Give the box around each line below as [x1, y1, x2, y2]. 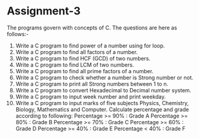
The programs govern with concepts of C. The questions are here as [7, 24, 177, 31]
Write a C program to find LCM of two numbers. [15, 61, 134, 68]
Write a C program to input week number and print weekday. [15, 93, 166, 100]
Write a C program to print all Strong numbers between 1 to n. [15, 80, 168, 88]
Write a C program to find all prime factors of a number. [15, 67, 154, 74]
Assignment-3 [7, 4, 81, 18]
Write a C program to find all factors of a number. [15, 48, 138, 55]
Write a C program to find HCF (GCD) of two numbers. [15, 55, 151, 62]
